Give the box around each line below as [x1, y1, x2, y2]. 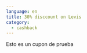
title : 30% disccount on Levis [6, 14, 82, 20]
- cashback [11, 24, 38, 31]
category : [6, 19, 30, 25]
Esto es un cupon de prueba [6, 41, 74, 48]
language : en [6, 8, 38, 15]
